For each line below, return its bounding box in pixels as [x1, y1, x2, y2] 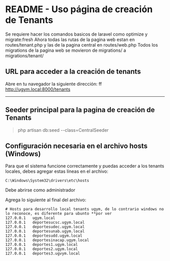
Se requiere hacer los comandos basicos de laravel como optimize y [5, 31, 148, 37]
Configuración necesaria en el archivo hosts [5, 141, 148, 150]
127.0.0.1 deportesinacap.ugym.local [5, 238, 90, 243]
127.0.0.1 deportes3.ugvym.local [5, 251, 80, 256]
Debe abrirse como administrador [5, 187, 76, 193]
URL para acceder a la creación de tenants [5, 67, 141, 76]
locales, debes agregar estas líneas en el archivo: [5, 168, 109, 174]
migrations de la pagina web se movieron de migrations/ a [5, 47, 126, 53]
